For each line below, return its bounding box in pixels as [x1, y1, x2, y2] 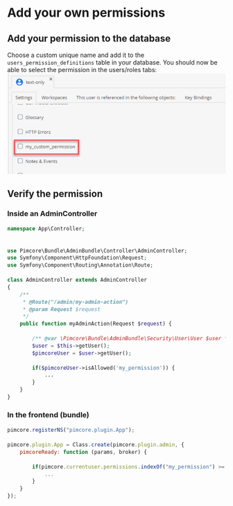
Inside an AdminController [7, 208, 98, 218]
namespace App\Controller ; [7, 225, 85, 232]
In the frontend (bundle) [7, 410, 90, 419]
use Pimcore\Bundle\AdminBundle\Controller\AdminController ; [7, 247, 188, 254]
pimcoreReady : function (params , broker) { [19, 448, 148, 455]
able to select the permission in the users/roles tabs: [7, 66, 157, 74]
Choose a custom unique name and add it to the [7, 51, 144, 59]
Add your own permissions [7, 5, 166, 21]
